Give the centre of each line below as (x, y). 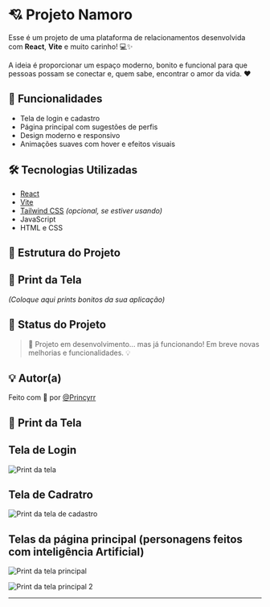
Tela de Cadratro (51, 494)
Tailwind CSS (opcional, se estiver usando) (91, 210)
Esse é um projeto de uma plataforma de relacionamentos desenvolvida (127, 37)
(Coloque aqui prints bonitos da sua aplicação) (87, 299)
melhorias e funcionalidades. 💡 (79, 352)
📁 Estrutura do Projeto (64, 253)
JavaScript (38, 219)
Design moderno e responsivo (70, 135)
